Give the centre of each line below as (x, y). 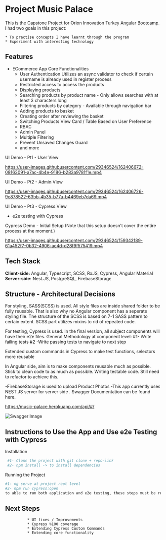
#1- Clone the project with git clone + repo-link (60, 461)
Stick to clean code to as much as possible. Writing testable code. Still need (82, 372)
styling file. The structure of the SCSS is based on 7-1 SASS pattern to (77, 316)
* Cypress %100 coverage (53, 524)
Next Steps (22, 509)
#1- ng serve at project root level (43, 484)
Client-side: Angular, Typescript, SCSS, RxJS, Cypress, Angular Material (79, 273)
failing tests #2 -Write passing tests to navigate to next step (66, 342)
